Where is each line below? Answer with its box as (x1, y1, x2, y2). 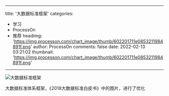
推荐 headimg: (12, 33, 43, 38)
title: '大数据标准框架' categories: (5, 10, 74, 16)
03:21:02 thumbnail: (12, 49, 54, 55)
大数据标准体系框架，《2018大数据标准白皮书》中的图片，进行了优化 (5, 85, 145, 91)
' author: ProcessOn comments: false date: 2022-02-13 (30, 43, 145, 49)
